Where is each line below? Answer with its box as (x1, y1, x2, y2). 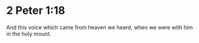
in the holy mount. (6, 30, 51, 37)
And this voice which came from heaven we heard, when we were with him (6, 24, 194, 31)
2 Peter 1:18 (6, 4, 65, 18)
